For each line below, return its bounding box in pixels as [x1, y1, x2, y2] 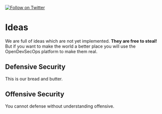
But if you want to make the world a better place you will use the [5, 43, 136, 49]
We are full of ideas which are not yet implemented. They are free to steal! [5, 38, 157, 44]
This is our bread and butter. [5, 76, 63, 82]
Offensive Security [5, 90, 65, 98]
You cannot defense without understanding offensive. [5, 103, 115, 109]
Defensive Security [5, 63, 66, 71]
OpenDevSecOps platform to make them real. [5, 48, 98, 54]
